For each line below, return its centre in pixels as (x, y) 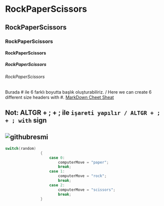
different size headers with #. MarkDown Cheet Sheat (60, 97)
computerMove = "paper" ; (83, 162)
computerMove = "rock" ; (82, 176)
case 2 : (57, 185)
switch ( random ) (21, 148)
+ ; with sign (26, 120)
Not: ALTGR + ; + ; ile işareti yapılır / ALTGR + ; (83, 113)
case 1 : (57, 172)
